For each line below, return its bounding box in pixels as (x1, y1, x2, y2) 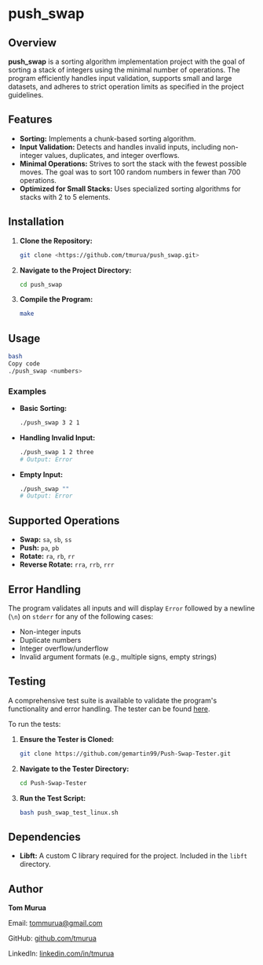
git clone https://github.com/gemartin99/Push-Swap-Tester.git (19, 750, 232, 758)
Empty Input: (19, 469, 64, 479)
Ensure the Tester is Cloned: (19, 734, 115, 743)
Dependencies (8, 830, 81, 843)
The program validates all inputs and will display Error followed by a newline (8, 603, 255, 613)
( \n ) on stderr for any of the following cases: (8, 611, 154, 621)
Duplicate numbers (19, 635, 82, 644)
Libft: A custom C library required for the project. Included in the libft (19, 851, 248, 860)
